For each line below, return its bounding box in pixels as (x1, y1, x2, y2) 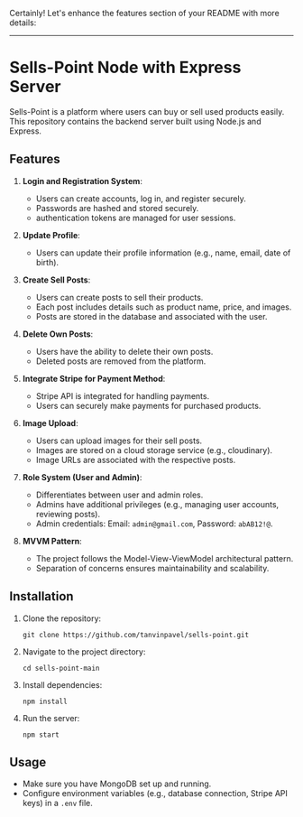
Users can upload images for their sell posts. (35, 435, 203, 446)
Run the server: (22, 712, 80, 723)
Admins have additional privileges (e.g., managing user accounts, (35, 498, 280, 509)
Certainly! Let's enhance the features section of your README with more (9, 8, 280, 18)
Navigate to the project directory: (22, 645, 146, 657)
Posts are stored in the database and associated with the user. (35, 311, 268, 321)
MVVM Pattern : (22, 535, 83, 546)
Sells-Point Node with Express (9, 58, 242, 78)
